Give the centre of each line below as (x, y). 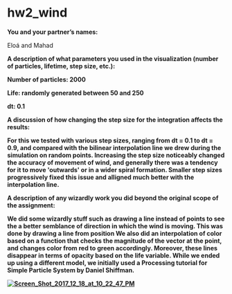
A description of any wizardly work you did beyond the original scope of (113, 198)
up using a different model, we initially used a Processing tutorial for (107, 263)
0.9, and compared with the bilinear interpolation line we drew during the (114, 147)
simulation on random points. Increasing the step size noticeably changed (116, 155)
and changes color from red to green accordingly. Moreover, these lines (113, 248)
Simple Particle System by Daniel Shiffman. (71, 270)
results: (18, 127)
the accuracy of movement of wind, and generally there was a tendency (113, 162)
